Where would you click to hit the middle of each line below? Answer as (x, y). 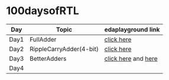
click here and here (131, 58)
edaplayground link (132, 29)
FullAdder (43, 39)
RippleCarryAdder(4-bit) (64, 49)
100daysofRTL (43, 11)
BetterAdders (48, 58)
